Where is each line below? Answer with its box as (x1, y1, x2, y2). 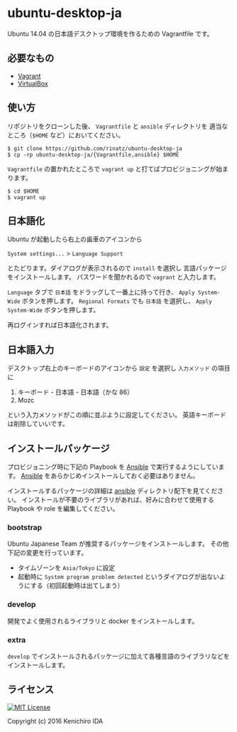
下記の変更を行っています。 (7, 548, 87, 557)
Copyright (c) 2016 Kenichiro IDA (7, 716, 104, 725)
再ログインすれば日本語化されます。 (7, 321, 113, 329)
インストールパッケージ (7, 442, 110, 455)
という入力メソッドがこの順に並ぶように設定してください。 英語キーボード (7, 410, 227, 419)
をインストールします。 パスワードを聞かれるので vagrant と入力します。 (7, 272, 220, 282)
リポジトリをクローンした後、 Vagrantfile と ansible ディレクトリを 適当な (7, 122, 228, 130)
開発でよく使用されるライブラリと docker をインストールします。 (7, 617, 199, 625)
